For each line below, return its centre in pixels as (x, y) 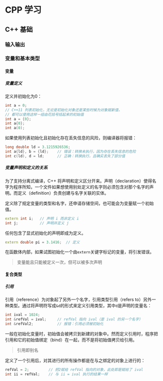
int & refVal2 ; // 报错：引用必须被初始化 (54, 324)
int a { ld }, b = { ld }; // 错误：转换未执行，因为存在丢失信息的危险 (71, 152)
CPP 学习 (23, 10)
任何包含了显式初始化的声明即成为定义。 (45, 233)
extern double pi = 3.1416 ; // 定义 (42, 242)
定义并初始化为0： (24, 96)
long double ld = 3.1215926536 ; (38, 147)
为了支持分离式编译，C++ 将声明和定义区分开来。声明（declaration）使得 (79, 181)
